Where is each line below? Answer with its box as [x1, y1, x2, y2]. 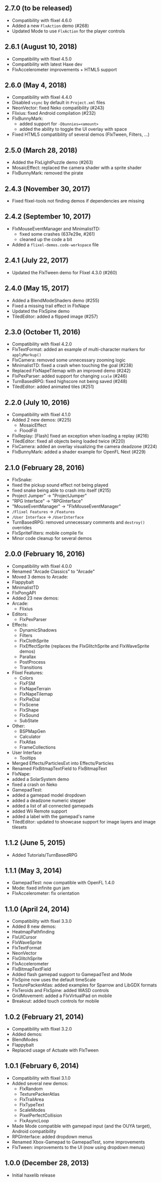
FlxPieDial [19, 696, 40, 702]
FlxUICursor [11, 934, 37, 940]
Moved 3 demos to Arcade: [11, 573, 68, 579]
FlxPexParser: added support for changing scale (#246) [11, 373, 127, 379]
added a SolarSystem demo [11, 776, 69, 782]
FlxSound [19, 712, 39, 718]
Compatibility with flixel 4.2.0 [11, 341, 72, 347]
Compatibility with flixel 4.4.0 [11, 94, 72, 100]
